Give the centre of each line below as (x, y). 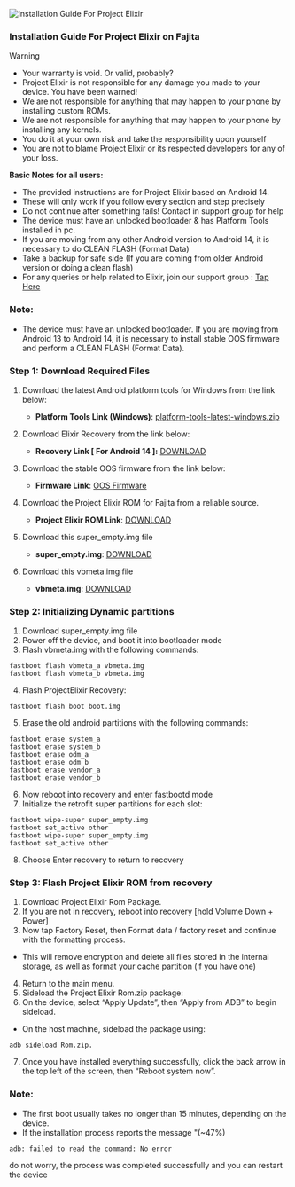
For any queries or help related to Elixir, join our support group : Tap (145, 277)
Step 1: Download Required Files (80, 371)
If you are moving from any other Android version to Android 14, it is (146, 240)
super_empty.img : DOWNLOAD (93, 554)
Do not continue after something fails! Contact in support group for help (153, 211)
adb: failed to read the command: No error (91, 1149)
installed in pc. (49, 230)
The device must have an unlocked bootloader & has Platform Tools (145, 221)
